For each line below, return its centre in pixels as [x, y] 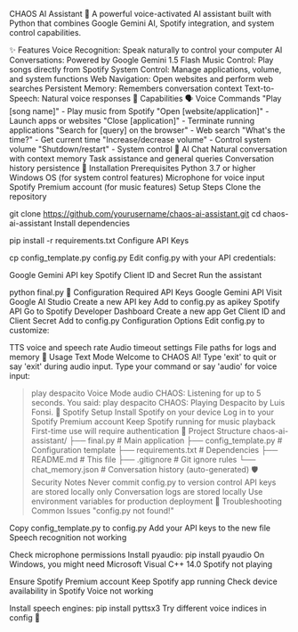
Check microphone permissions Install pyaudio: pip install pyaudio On [137, 554]
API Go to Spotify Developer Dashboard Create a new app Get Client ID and [148, 311]
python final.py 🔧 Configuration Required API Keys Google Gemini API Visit [146, 292]
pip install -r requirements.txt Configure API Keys [99, 240]
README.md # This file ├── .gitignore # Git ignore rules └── [143, 460]
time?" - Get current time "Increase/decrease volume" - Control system [140, 140]
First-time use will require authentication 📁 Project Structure [141, 431]
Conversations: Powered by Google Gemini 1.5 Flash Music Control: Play [141, 60]
